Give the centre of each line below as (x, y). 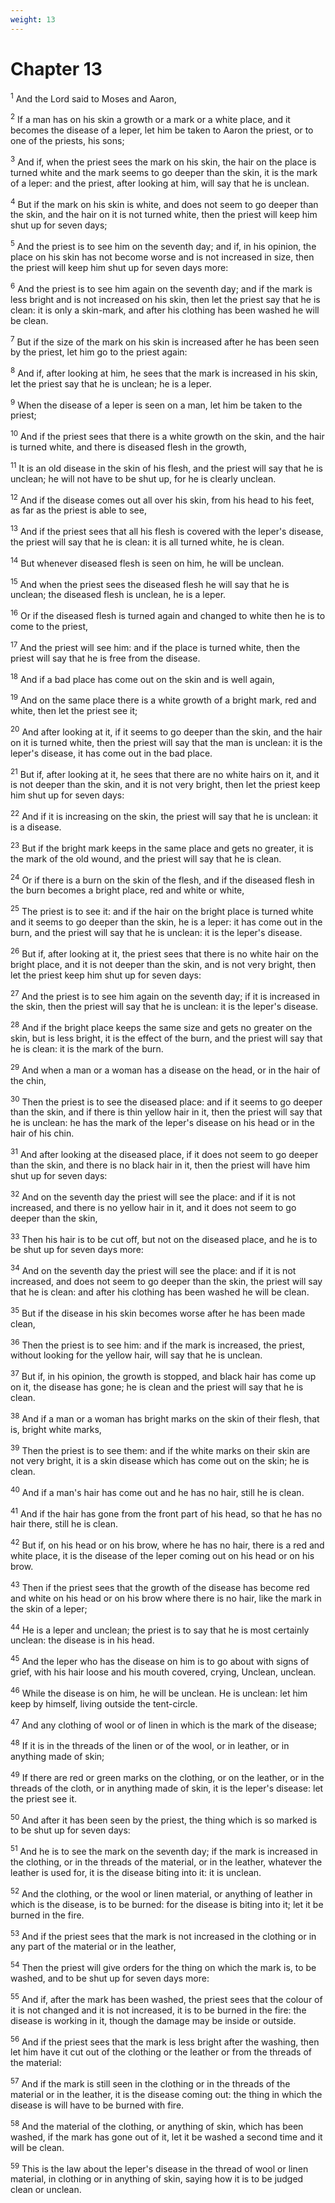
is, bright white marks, (56, 1429)
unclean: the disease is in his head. (82, 1640)
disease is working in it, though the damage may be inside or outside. (153, 2020)
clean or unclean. (46, 2190)
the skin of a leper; (49, 1608)
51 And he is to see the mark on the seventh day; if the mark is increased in (164, 1851)
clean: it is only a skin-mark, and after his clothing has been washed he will (165, 310)
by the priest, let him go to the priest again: (99, 352)
